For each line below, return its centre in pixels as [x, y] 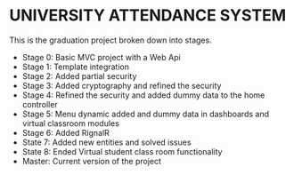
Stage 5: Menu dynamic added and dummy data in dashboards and [146, 114]
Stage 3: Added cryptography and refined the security [122, 85]
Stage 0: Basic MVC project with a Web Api [101, 57]
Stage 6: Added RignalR [65, 132]
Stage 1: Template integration [75, 67]
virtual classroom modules [71, 123]
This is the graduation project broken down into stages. [110, 40]
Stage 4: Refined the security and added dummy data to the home [143, 95]
